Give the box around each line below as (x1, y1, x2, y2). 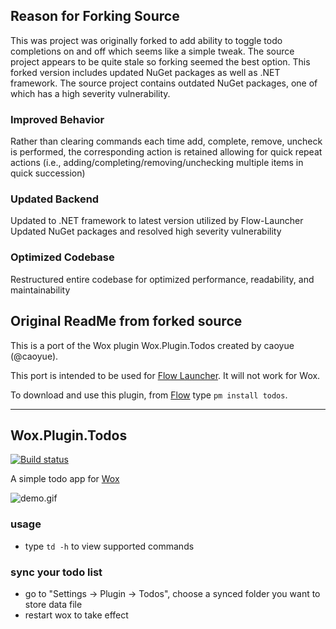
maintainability (10, 284, 71, 296)
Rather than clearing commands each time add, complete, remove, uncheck (10, 135, 323, 148)
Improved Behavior (10, 112, 105, 126)
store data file (24, 598, 83, 610)
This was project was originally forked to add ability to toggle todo (10, 34, 283, 46)
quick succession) (10, 167, 86, 179)
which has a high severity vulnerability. (10, 87, 171, 99)
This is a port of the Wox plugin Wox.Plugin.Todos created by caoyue (10, 339, 295, 351)
